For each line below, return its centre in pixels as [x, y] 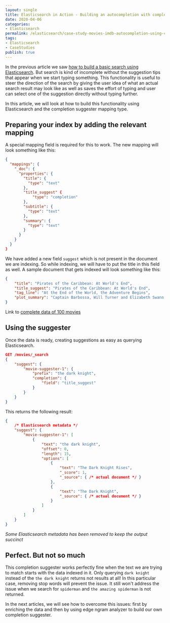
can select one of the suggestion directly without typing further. [72, 94]
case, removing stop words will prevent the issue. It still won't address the [82, 583]
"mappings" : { [25, 164]
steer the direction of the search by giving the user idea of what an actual [82, 83]
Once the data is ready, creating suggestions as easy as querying [74, 340]
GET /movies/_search [27, 355]
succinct [14, 539]
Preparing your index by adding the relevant [76, 125]
